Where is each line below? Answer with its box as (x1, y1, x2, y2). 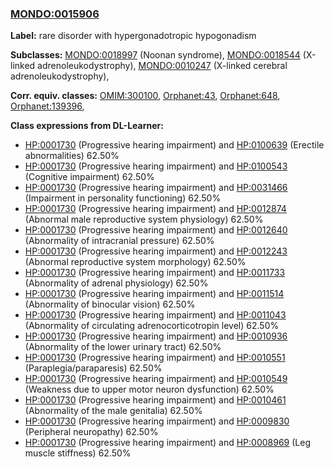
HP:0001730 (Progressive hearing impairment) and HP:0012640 (24, 224, 288, 236)
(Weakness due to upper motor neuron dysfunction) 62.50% (24, 383, 275, 396)
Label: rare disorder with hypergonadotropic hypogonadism (10, 30, 257, 42)
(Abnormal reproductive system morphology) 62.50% (24, 256, 247, 268)
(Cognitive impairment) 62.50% (24, 171, 155, 183)
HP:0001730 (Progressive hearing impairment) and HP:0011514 (24, 288, 285, 300)
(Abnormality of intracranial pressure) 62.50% (24, 235, 215, 247)
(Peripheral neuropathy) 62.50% (24, 426, 159, 438)
